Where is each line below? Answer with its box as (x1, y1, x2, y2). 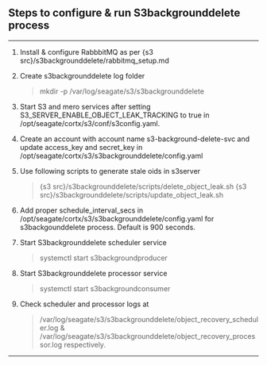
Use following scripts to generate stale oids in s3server (19, 166, 201, 175)
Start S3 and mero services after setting (19, 102, 151, 111)
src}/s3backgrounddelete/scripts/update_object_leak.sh (39, 190, 224, 199)
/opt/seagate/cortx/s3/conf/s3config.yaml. (19, 118, 161, 128)
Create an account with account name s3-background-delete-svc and (19, 134, 250, 144)
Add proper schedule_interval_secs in (19, 206, 144, 215)
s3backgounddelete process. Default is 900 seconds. (19, 222, 196, 232)
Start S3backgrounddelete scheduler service (19, 237, 167, 247)
